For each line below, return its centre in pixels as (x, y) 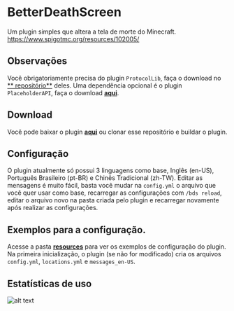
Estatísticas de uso (50, 283)
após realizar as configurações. (53, 208)
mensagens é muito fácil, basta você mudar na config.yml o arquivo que (112, 186)
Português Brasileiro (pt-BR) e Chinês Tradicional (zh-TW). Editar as (105, 178)
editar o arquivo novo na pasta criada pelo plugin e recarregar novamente (113, 200)
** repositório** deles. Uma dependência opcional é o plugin (95, 85)
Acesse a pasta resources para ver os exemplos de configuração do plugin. (117, 247)
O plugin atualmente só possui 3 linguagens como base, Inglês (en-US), (111, 171)
